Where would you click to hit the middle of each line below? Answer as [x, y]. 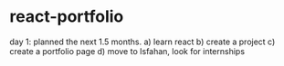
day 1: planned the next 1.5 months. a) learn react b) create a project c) [142, 42]
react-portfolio [67, 17]
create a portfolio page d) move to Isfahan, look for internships [127, 51]
